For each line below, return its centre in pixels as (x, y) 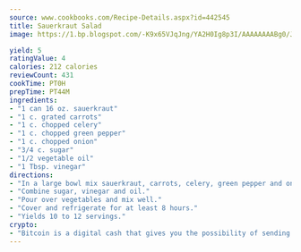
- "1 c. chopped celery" (56, 125)
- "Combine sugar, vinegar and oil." (80, 192)
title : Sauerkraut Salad (56, 26)
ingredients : (34, 100)
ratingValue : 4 (38, 59)
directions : (31, 175)
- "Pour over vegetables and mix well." (86, 200)
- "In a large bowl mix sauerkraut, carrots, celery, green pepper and (146, 183)
